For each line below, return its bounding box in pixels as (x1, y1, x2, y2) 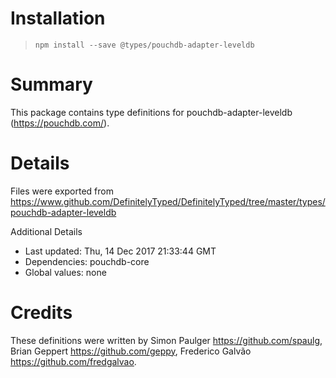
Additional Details (10, 225, 83, 237)
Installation (10, 7, 106, 30)
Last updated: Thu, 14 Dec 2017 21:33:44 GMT (24, 245, 217, 257)
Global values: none (24, 266, 107, 278)
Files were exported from (10, 185, 114, 197)
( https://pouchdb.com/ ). (10, 117, 110, 129)
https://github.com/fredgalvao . (10, 355, 137, 367)
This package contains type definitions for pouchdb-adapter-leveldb (10, 106, 293, 118)
